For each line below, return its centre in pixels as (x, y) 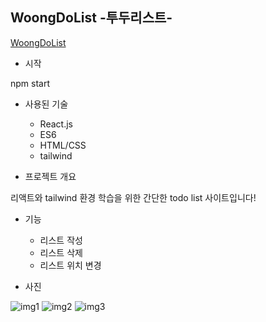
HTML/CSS (63, 145)
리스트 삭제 (61, 252)
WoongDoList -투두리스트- (91, 18)
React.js (56, 124)
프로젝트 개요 (50, 176)
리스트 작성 (61, 240)
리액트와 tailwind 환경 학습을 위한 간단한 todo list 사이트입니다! (133, 197)
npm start (30, 83)
